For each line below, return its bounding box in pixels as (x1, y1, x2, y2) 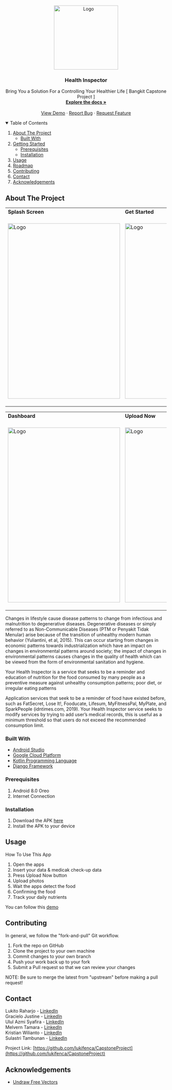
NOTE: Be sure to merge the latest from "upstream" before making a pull (5, 974, 158, 980)
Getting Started (12, 141, 45, 147)
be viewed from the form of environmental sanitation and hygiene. (5, 659, 145, 665)
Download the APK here (12, 818, 63, 823)
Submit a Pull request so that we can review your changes (12, 964, 136, 970)
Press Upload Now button (12, 872, 68, 878)
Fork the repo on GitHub (12, 942, 64, 948)
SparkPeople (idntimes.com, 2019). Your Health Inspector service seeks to (5, 706, 163, 712)
